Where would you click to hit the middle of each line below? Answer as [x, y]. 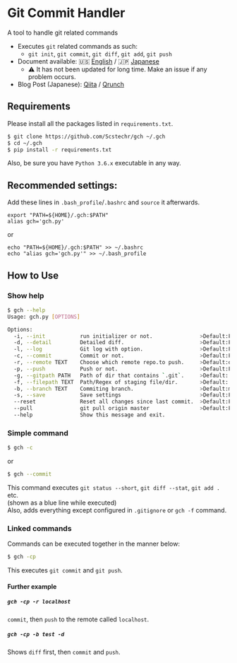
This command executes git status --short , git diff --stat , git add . [114, 487]
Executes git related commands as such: [78, 46]
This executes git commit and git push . [65, 570]
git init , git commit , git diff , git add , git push [100, 54]
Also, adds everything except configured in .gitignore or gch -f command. [117, 510]
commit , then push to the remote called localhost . [78, 619]
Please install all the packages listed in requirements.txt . [90, 123]
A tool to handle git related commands [63, 33]
